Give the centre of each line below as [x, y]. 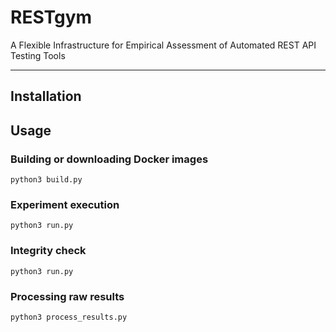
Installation [46, 96]
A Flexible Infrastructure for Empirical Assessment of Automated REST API [163, 45]
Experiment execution [65, 204]
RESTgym [51, 17]
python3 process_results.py [69, 317]
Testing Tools [38, 55]
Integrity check [48, 251]
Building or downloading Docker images [109, 159]
